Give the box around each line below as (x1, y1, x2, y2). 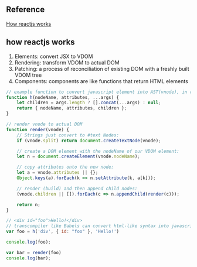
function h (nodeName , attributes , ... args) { (6, 94, 119, 100)
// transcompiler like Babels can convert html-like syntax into (6, 223, 169, 229)
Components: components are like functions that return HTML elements (14, 77, 189, 84)
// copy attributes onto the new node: (16, 164, 114, 170)
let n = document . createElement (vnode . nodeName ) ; (16, 153, 141, 160)
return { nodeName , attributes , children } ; (16, 105, 127, 111)
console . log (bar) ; (6, 255, 51, 261)
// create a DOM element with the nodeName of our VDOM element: (16, 148, 180, 154)
